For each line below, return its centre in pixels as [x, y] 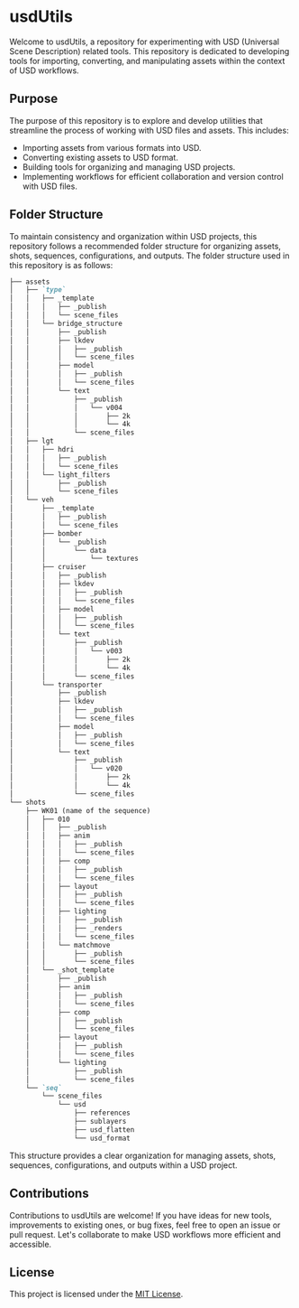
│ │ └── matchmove [68, 945]
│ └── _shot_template [70, 970]
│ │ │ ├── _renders [74, 928]
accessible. [31, 1244]
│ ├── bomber [46, 533]
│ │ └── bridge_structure [66, 323]
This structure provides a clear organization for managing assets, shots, [143, 1155]
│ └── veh [32, 500]
